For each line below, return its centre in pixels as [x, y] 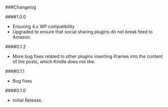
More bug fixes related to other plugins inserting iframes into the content [88, 56]
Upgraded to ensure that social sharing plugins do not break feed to [82, 32]
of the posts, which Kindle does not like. [54, 61]
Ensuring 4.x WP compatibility [44, 26]
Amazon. [22, 37]
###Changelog [21, 7]
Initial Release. [27, 100]
